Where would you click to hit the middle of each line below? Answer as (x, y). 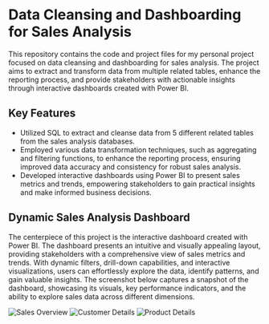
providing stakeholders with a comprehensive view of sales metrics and (127, 253)
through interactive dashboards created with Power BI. (98, 88)
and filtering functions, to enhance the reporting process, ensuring (130, 158)
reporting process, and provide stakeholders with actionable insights (122, 79)
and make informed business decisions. (86, 192)
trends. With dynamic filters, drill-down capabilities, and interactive (119, 262)
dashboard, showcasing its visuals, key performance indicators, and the (127, 288)
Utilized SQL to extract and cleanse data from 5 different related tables (137, 132)
